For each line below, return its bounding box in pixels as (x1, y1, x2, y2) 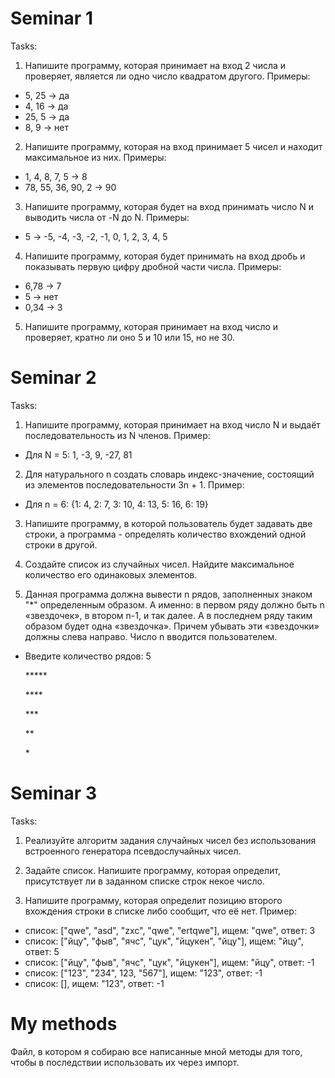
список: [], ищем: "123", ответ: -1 (24, 977, 165, 989)
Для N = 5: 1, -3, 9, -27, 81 (24, 448, 133, 461)
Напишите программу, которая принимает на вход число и (24, 320, 279, 332)
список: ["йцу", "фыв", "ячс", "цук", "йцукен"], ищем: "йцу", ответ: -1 (24, 956, 315, 968)
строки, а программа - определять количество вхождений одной (24, 528, 307, 540)
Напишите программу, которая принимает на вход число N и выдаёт (24, 418, 321, 431)
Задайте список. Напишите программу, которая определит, (24, 864, 282, 876)
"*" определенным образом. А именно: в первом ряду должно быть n (24, 598, 325, 611)
